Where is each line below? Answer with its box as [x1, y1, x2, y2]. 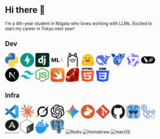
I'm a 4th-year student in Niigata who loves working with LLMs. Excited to [5, 20, 153, 26]
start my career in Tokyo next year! [5, 25, 75, 31]
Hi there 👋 [5, 4, 45, 16]
